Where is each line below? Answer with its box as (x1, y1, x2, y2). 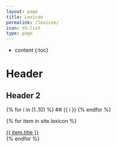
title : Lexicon (6, 14, 44, 20)
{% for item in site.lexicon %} (6, 118, 77, 125)
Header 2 (6, 91, 41, 101)
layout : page (6, 8, 38, 15)
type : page (6, 31, 33, 36)
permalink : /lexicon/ (6, 19, 59, 25)
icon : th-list (6, 25, 41, 31)
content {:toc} (14, 46, 49, 54)
